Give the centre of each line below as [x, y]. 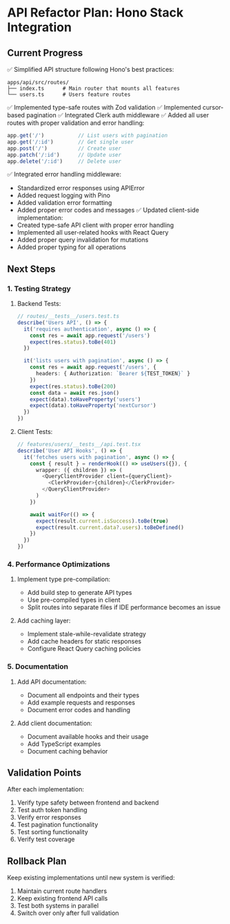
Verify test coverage [46, 839]
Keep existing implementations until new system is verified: [91, 878]
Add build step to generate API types [80, 593]
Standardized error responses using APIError [81, 188]
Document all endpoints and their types [83, 695]
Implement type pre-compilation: [64, 579]
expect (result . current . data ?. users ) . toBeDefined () [110, 527]
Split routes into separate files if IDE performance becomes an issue [124, 607]
